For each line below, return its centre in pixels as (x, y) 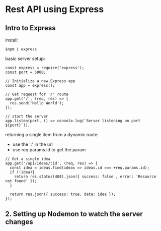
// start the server (27, 117)
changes (19, 222)
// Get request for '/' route (37, 94)
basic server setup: (25, 59)
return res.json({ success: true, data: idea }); (63, 194)
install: (12, 40)
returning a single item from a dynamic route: (52, 134)
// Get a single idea (28, 159)
